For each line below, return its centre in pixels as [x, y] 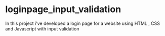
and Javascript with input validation [42, 28]
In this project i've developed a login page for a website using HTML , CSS [83, 23]
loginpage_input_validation [63, 9]
